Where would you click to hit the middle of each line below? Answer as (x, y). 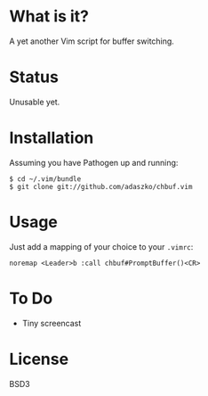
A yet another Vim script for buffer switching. (92, 41)
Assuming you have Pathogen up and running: (94, 162)
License (39, 359)
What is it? (49, 16)
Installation (52, 138)
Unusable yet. (35, 102)
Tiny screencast (52, 323)
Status (34, 77)
